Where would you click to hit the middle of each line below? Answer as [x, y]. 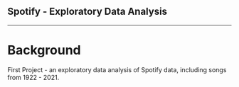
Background [44, 50]
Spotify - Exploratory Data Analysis [87, 12]
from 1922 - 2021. [33, 77]
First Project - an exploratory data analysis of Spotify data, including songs [117, 69]
